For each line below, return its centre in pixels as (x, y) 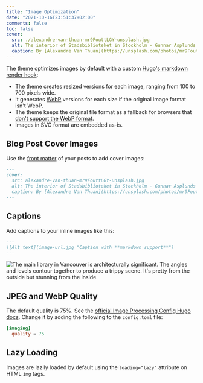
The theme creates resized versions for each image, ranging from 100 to (105, 86)
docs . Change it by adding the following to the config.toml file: (85, 317)
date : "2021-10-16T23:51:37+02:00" (51, 17)
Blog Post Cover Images (52, 144)
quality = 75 (28, 334)
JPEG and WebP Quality (52, 296)
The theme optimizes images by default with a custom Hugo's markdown (97, 68)
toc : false (20, 29)
